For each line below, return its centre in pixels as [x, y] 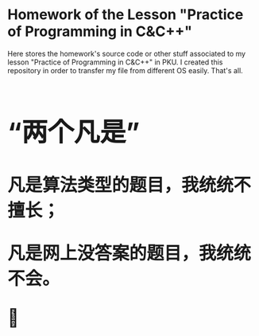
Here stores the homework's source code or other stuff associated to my [127, 53]
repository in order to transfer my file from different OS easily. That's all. [125, 70]
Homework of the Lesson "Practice [126, 15]
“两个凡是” [74, 132]
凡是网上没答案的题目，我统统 [129, 253]
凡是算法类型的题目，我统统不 [129, 185]
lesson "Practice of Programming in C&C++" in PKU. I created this [115, 62]
